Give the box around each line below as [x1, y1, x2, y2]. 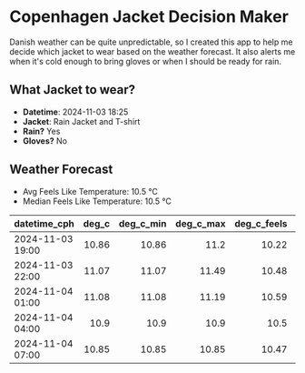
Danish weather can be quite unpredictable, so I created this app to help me [9, 36, 293, 47]
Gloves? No [22, 135, 68, 146]
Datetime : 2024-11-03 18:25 [22, 106, 129, 117]
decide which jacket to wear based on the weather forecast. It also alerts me [9, 45, 296, 56]
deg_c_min [118, 217, 167, 229]
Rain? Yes [22, 126, 61, 136]
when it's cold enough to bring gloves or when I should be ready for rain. [9, 55, 282, 66]
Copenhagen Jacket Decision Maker [9, 6, 289, 27]
